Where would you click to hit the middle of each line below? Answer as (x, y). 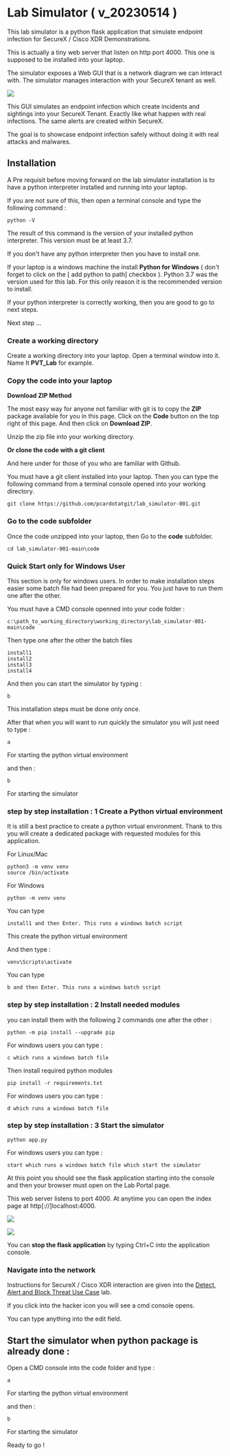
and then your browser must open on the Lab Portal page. (89, 1185)
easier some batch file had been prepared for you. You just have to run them (115, 588)
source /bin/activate (38, 873)
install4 (20, 671)
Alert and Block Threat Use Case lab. (59, 1292)
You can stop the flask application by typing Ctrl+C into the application (108, 1244)
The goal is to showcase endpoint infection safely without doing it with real (113, 134)
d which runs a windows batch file (58, 1108)
